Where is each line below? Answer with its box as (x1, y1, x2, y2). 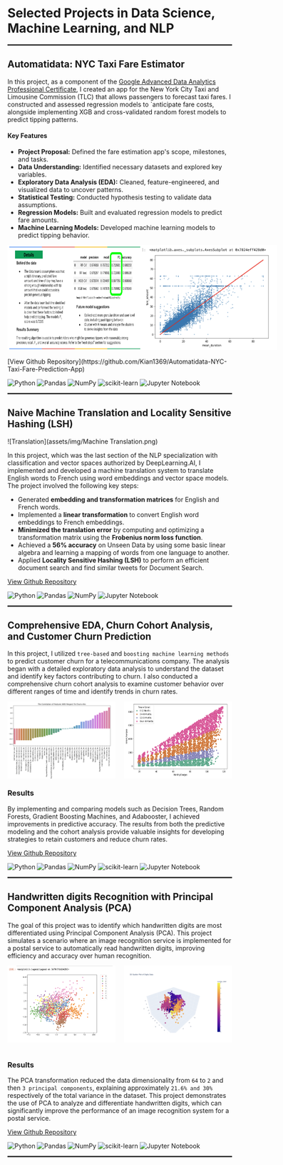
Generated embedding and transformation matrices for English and (17, 495, 220, 504)
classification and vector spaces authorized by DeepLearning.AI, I (7, 459, 201, 467)
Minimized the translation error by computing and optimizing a (17, 525, 205, 534)
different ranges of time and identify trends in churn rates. (7, 687, 178, 696)
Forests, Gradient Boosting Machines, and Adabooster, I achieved (7, 812, 200, 821)
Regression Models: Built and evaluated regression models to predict (17, 208, 222, 216)
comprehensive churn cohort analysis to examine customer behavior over (7, 680, 225, 689)
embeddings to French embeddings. (17, 518, 125, 526)
